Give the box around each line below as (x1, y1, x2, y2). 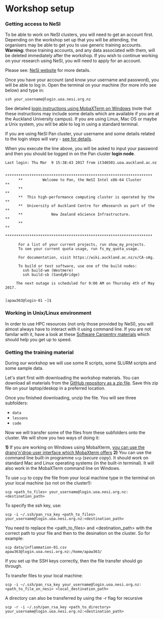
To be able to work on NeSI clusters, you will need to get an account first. (5, 32, 154, 37)
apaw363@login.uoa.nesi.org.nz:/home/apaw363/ (5, 550, 102, 554)
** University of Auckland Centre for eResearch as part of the (18, 203, 155, 208)
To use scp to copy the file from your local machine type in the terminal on (5, 475, 155, 481)
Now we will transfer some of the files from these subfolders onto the (5, 429, 146, 436)
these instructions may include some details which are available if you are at (5, 111, 160, 117)
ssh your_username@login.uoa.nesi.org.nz (5, 97, 91, 102)
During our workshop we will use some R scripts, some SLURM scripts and (5, 360, 156, 366)
